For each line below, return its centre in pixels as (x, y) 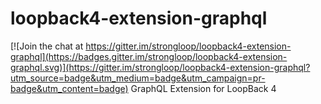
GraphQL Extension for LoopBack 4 (203, 88)
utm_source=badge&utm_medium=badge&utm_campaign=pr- (138, 78)
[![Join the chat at (47, 46)
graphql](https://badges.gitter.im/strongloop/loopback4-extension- (149, 56)
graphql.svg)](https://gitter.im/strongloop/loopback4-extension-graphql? (160, 67)
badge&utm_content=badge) (69, 88)
